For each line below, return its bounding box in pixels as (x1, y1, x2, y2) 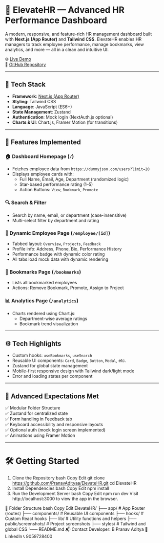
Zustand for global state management (12, 363, 88, 369)
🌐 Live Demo (5, 56, 32, 62)
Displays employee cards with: (12, 171, 74, 177)
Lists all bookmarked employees (12, 280, 77, 286)
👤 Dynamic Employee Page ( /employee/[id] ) (5, 229, 111, 236)
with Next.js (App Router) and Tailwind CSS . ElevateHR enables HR (5, 36, 142, 42)
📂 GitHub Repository (5, 61, 46, 68)
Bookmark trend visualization (19, 320, 78, 327)
